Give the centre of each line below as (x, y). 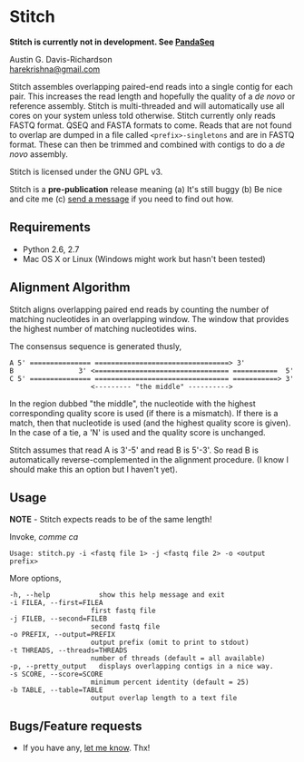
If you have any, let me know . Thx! (86, 748)
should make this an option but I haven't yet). (94, 469)
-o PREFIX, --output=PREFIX (63, 635)
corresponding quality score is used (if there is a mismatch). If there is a (144, 413)
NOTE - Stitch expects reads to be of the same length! (111, 520)
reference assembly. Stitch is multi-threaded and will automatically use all (147, 105)
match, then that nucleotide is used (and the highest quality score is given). (150, 423)
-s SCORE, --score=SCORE (56, 674)
